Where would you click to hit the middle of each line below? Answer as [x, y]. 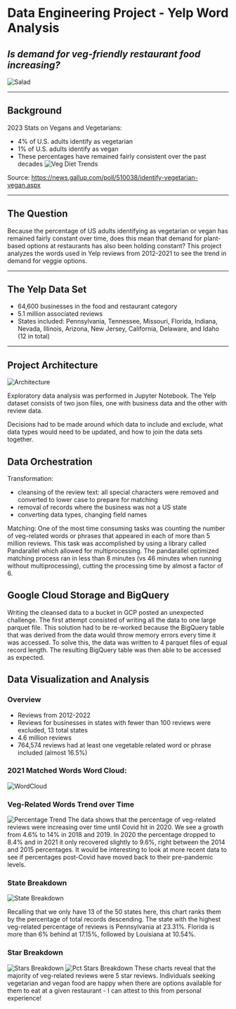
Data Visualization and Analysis [78, 679]
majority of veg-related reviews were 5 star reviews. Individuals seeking [111, 975]
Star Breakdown [35, 953]
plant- [212, 238]
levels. [17, 864]
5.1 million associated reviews [60, 314]
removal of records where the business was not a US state [102, 507]
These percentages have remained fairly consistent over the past [112, 156]
